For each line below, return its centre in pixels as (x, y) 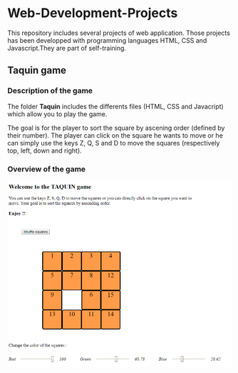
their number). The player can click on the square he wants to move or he (115, 135)
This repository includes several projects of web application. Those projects (119, 33)
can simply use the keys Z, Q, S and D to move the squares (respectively (114, 143)
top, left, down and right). (45, 150)
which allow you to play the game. (57, 114)
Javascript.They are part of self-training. (67, 48)
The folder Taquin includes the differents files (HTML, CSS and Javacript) (116, 106)
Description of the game (50, 91)
